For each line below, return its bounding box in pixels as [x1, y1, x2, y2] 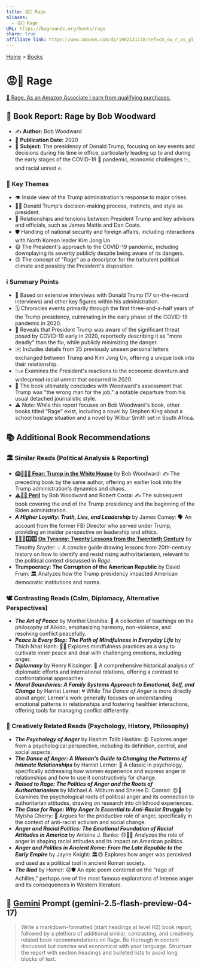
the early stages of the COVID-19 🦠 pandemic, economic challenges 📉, [14, 155, 191, 163]
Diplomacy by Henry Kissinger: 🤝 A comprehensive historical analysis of [14, 662, 194, 669]
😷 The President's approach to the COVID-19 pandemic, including [14, 243, 179, 251]
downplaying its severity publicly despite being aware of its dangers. [14, 249, 184, 257]
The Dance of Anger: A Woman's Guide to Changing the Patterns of [14, 754, 187, 762]
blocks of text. [20, 955, 57, 963]
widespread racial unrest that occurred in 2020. [14, 376, 133, 383]
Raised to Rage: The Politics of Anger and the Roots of [14, 780, 153, 787]
